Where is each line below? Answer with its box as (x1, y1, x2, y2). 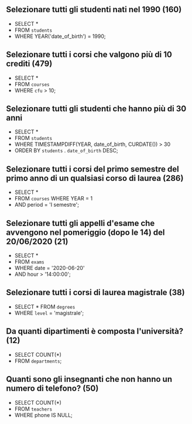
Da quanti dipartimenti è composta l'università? (6, 326, 184, 336)
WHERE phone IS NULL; (14, 411, 73, 418)
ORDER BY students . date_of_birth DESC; (14, 147, 118, 154)
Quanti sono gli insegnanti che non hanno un (6, 374, 173, 384)
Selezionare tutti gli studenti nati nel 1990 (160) (6, 5, 182, 15)
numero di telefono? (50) (6, 384, 99, 394)
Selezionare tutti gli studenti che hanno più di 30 (6, 104, 187, 114)
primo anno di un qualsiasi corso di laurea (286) (6, 173, 184, 183)
